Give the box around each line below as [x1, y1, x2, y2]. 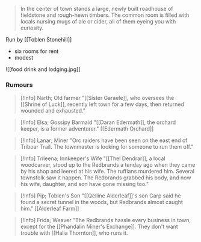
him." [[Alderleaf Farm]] [20, 205, 79, 213]
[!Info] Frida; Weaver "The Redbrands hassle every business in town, [20, 217, 191, 224]
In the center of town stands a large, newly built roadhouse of [20, 5, 173, 12]
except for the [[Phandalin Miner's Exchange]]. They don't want [20, 223, 178, 231]
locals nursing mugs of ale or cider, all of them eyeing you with [20, 18, 176, 25]
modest [14, 54, 34, 61]
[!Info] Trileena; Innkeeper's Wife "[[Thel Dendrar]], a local [20, 155, 166, 162]
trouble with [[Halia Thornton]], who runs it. [20, 229, 128, 237]
